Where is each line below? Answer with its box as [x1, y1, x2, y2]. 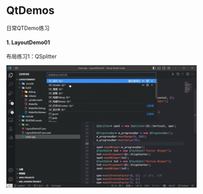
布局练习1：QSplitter [6, 53, 57, 60]
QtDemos [6, 4, 55, 18]
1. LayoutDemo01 [6, 39, 50, 46]
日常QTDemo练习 [6, 24, 50, 31]
